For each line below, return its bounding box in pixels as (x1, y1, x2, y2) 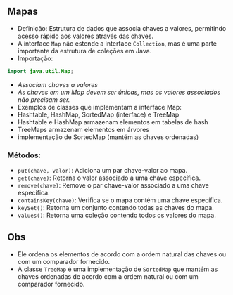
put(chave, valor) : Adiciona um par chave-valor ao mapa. (17, 166, 188, 174)
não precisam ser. (17, 95, 70, 104)
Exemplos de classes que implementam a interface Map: (17, 103, 182, 111)
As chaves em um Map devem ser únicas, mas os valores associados (17, 88, 221, 96)
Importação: (17, 54, 53, 63)
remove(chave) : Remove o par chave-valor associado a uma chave (17, 181, 209, 189)
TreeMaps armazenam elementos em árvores (17, 125, 150, 133)
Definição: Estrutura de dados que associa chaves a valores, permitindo (17, 24, 227, 32)
